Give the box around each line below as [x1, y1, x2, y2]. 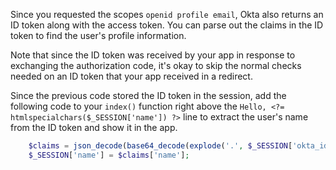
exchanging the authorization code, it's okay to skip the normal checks [10, 60, 302, 71]
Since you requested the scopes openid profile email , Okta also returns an [10, 9, 324, 20]
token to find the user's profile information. [10, 30, 187, 41]
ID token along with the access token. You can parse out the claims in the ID [10, 19, 324, 31]
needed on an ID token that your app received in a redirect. [10, 70, 253, 82]
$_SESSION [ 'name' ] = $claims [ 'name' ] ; [28, 150, 190, 160]
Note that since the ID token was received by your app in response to [10, 49, 296, 61]
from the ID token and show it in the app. [10, 122, 178, 133]
